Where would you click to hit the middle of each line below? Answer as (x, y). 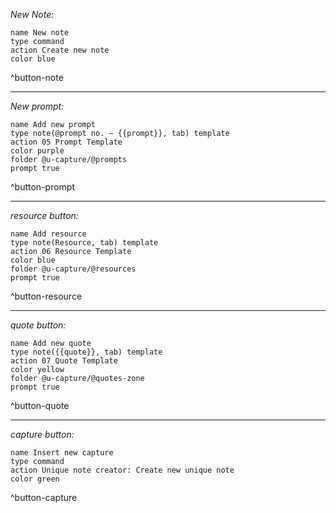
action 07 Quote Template (64, 361)
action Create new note (60, 50)
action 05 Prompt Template (66, 142)
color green (35, 479)
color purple (37, 151)
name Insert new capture (62, 453)
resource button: (44, 215)
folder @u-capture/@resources (73, 269)
